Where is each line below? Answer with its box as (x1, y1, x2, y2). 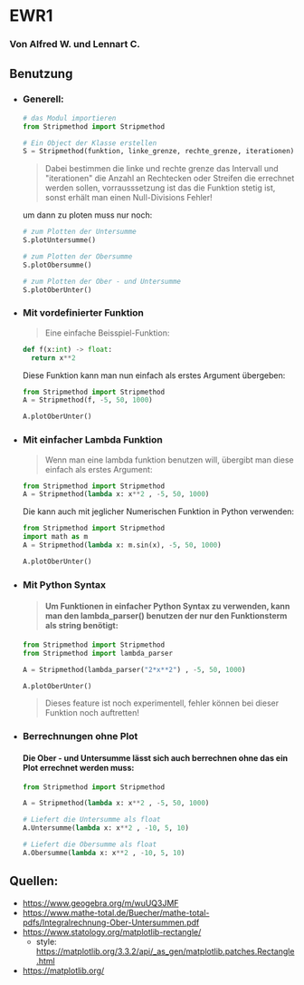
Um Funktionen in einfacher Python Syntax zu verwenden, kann (44, 600, 290, 612)
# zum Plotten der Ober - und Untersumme (22, 277, 181, 286)
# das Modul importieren (22, 113, 117, 122)
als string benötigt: (44, 620, 119, 631)
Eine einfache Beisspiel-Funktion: (44, 327, 170, 338)
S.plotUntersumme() (22, 236, 97, 245)
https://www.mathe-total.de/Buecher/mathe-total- (22, 907, 210, 918)
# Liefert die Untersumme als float (22, 815, 161, 824)
